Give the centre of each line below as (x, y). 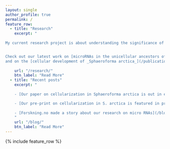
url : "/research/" (34, 71)
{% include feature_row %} (33, 141)
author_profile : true (28, 15)
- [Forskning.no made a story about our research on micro (78, 113)
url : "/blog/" (29, 122)
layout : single (21, 10)
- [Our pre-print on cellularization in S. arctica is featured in (87, 103)
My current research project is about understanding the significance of (85, 43)
